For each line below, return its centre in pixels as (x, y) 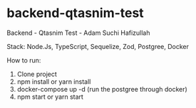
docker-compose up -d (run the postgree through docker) (102, 89)
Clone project (37, 74)
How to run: (24, 60)
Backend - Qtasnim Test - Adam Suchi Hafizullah (78, 33)
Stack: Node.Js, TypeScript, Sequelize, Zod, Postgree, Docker (98, 46)
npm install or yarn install (54, 81)
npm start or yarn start (50, 97)
